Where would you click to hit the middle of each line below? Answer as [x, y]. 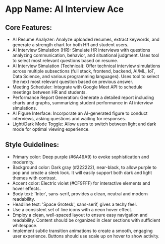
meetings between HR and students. [49, 92]
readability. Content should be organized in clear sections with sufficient [86, 220]
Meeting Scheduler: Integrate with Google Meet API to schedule [77, 87]
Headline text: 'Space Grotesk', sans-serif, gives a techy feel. [75, 204]
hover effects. [27, 188]
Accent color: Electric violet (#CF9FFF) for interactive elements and [81, 183]
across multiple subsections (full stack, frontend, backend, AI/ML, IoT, [84, 71]
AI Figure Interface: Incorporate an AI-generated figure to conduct [80, 113]
